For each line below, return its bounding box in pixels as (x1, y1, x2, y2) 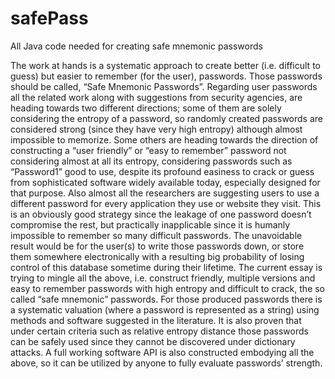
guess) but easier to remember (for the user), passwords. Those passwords (10, 70, 323, 82)
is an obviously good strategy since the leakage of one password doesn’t (10, 208, 312, 220)
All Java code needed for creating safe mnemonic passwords (10, 40, 263, 52)
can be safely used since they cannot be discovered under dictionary (10, 335, 296, 347)
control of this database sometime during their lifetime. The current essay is (10, 261, 323, 273)
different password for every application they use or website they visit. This (10, 197, 322, 209)
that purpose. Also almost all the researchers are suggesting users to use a (10, 187, 320, 199)
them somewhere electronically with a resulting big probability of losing (10, 250, 305, 262)
